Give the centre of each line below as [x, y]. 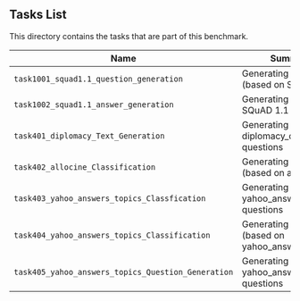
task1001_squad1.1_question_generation [98, 79]
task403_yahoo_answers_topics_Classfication [110, 198]
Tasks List [38, 15]
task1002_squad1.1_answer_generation [94, 105]
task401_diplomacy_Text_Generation [89, 136]
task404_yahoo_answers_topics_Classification [112, 235]
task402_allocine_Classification [85, 167]
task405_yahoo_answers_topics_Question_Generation [124, 272]
